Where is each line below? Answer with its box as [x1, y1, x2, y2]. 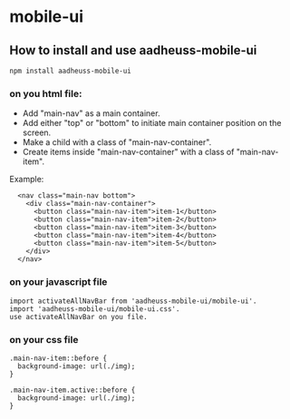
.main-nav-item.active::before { [9, 385, 136, 395]
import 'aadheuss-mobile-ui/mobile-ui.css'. [9, 304, 180, 314]
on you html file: [9, 87, 82, 100]
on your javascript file [9, 276, 108, 288]
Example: [9, 174, 44, 185]
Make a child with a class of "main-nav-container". [22, 137, 212, 148]
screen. [22, 127, 52, 138]
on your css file [9, 333, 79, 346]
